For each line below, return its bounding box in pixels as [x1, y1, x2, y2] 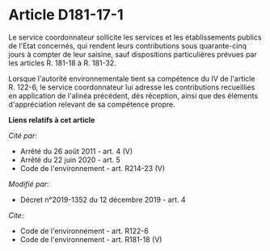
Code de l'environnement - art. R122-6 [19, 226, 150, 236]
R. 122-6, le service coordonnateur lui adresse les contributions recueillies [8, 82, 255, 92]
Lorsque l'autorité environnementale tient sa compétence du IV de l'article [8, 73, 255, 83]
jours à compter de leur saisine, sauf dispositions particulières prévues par [8, 49, 257, 59]
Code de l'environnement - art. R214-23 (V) [19, 163, 166, 173]
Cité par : [8, 131, 38, 140]
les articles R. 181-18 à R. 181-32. [8, 58, 117, 68]
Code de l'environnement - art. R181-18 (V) [19, 234, 162, 244]
